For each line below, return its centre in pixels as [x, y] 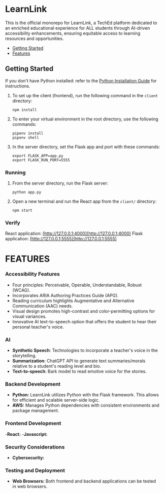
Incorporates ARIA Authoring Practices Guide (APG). [66, 295]
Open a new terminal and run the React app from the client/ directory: [84, 201]
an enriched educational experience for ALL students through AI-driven [78, 28]
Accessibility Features [33, 274]
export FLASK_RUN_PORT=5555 [41, 160]
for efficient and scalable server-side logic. [56, 400]
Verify [13, 223]
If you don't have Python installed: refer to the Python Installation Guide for [81, 80]
